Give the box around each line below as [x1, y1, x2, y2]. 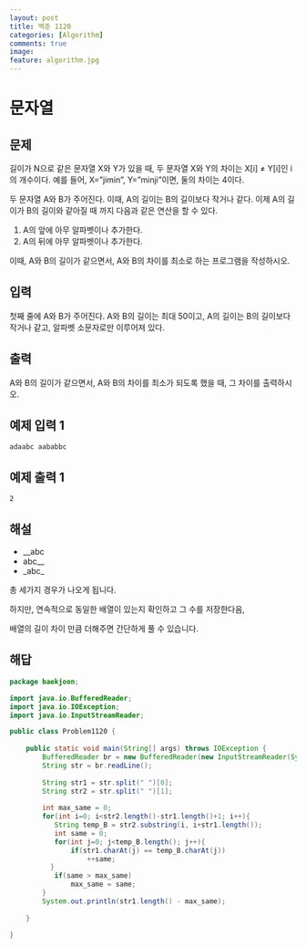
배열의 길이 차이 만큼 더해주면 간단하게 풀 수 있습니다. [9, 623, 199, 634]
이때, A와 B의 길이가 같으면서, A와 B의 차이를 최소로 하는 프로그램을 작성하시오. [9, 255, 291, 266]
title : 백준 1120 [9, 22, 71, 31]
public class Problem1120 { [9, 727, 117, 736]
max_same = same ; [70, 880, 137, 890]
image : [9, 47, 35, 57]
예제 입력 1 [9, 418, 66, 433]
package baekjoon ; [9, 677, 79, 686]
